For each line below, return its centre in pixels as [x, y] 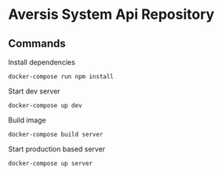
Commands [37, 44]
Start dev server [34, 91]
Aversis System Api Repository [111, 15]
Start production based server [57, 149]
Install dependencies [42, 62]
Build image [27, 120]
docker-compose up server [50, 163]
